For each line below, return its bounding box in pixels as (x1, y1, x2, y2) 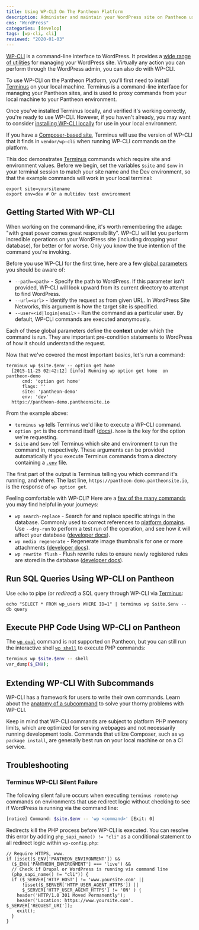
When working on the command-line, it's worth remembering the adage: (6, 223, 182, 230)
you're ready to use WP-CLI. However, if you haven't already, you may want (6, 114, 191, 121)
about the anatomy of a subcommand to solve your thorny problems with (6, 700, 184, 707)
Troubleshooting (6, 760, 69, 770)
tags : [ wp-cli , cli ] (6, 31, 57, 37)
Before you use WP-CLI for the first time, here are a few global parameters (6, 260, 188, 267)
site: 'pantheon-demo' (21, 389, 78, 395)
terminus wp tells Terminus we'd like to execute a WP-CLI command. (14, 421, 182, 428)
